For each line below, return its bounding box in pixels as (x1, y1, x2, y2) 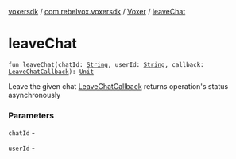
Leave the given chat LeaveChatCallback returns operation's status (8, 81, 229, 91)
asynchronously (8, 90, 61, 99)
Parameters (8, 110, 54, 121)
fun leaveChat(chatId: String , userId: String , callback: (8, 60, 204, 68)
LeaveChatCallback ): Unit (8, 68, 94, 76)
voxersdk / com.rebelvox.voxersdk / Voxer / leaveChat (8, 7, 186, 16)
